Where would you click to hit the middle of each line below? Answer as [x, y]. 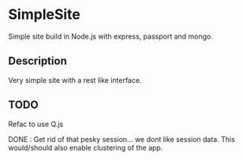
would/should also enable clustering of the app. [86, 147]
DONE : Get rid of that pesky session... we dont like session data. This [121, 139]
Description [37, 61]
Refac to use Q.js [36, 124]
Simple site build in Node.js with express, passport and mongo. [110, 36]
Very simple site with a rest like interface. [75, 80]
